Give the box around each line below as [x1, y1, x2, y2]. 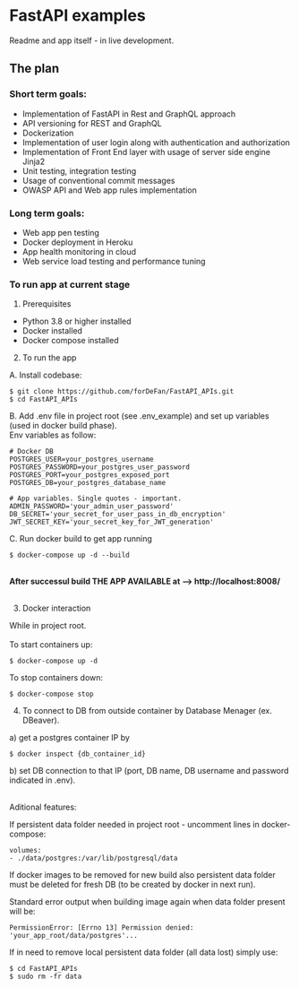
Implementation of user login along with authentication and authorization [21, 136, 291, 148]
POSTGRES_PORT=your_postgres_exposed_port [9, 471, 170, 480]
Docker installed [21, 325, 83, 336]
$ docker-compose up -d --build [9, 550, 130, 560]
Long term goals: [9, 207, 85, 220]
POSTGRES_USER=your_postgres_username [9, 455, 154, 464]
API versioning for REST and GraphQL [21, 117, 163, 128]
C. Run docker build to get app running [9, 533, 152, 544]
